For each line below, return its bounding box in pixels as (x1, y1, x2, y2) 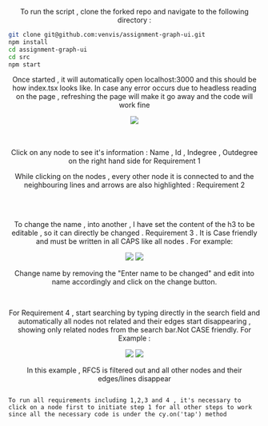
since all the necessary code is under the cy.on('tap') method (8, 411, 227, 419)
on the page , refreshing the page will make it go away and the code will (15, 92, 254, 102)
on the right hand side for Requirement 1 (68, 156, 201, 166)
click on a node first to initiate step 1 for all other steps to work (8, 404, 252, 412)
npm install (8, 38, 48, 46)
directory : (117, 15, 152, 25)
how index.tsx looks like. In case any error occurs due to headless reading (11, 83, 258, 93)
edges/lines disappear (97, 374, 172, 384)
